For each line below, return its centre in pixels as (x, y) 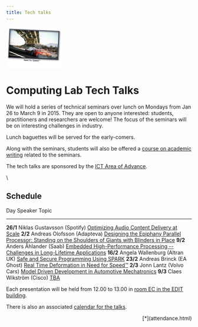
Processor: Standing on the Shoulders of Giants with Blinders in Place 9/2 (96, 240)
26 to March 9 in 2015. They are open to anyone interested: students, (90, 113)
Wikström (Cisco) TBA (33, 277)
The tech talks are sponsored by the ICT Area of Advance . (77, 166)
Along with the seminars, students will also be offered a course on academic (99, 148)
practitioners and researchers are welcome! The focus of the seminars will (96, 119)
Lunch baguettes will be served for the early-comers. (71, 137)
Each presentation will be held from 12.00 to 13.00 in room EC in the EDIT (95, 289)
